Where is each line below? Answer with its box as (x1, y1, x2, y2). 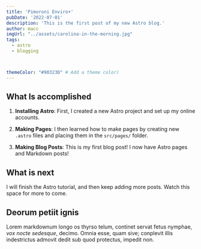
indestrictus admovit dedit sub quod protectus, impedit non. (6, 236, 154, 244)
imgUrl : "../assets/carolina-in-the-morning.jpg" (6, 31, 133, 37)
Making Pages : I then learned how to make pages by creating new (14, 126, 180, 133)
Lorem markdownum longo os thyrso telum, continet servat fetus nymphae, (6, 223, 193, 230)
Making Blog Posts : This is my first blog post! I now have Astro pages (14, 144, 188, 151)
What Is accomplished (6, 91, 92, 102)
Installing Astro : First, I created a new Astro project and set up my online (14, 108, 196, 115)
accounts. (14, 114, 40, 121)
